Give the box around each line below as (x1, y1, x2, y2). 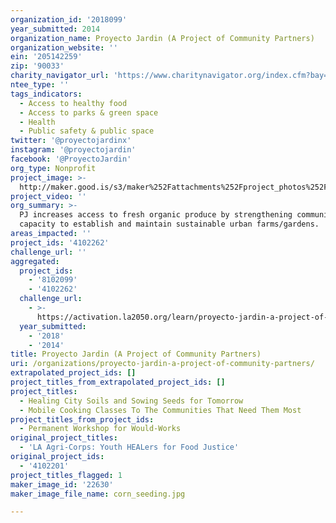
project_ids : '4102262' (10, 237, 110, 248)
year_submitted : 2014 (10, 24, 101, 34)
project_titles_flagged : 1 (10, 470, 123, 480)
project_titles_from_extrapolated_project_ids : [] (10, 377, 226, 387)
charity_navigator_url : (10, 71, 110, 81)
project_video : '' (10, 191, 87, 201)
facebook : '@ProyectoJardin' (10, 154, 132, 164)
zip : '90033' (10, 61, 65, 71)
